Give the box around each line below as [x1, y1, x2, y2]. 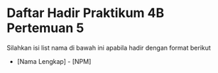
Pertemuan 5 [6, 20, 85, 36]
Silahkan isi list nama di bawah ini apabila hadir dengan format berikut [6, 43, 211, 52]
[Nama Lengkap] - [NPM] [16, 57, 92, 65]
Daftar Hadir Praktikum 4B [6, 5, 165, 21]
